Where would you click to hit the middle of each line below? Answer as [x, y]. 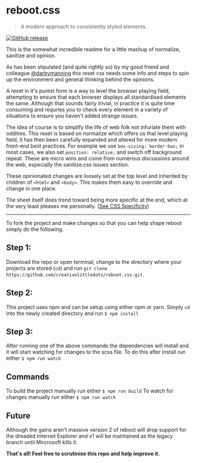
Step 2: [20, 293]
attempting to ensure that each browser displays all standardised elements [96, 97]
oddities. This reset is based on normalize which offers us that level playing [97, 133]
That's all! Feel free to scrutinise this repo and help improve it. [83, 454]
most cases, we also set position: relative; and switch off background [94, 152]
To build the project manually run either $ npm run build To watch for [90, 391]
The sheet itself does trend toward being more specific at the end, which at [97, 200]
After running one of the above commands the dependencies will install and [98, 346]
